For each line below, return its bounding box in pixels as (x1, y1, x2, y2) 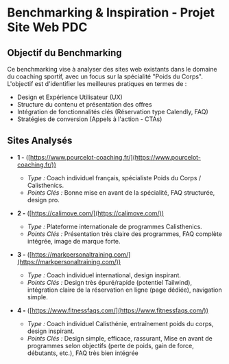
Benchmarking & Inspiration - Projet (7, 5, 215, 21)
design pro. (27, 195, 60, 204)
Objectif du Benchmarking (7, 47, 122, 58)
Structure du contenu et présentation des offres (16, 100, 152, 108)
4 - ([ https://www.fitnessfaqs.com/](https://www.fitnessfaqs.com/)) (16, 306, 209, 314)
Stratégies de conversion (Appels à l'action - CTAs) (16, 115, 162, 123)
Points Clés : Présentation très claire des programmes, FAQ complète (27, 229, 223, 238)
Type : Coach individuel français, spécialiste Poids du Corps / (27, 173, 202, 182)
